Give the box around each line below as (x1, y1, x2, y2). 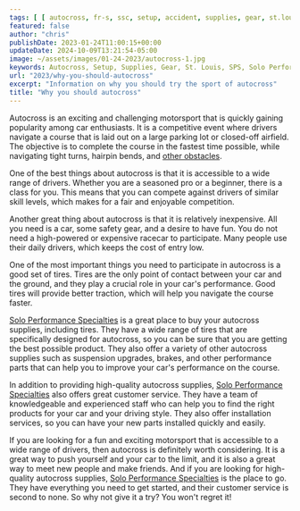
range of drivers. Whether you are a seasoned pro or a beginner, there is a (9, 177, 283, 188)
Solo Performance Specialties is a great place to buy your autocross (9, 314, 260, 325)
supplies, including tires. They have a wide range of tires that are (9, 323, 248, 335)
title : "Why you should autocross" (9, 88, 142, 96)
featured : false (9, 21, 70, 30)
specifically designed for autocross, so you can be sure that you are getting (9, 333, 287, 344)
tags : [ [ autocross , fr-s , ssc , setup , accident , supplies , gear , (9, 13, 266, 22)
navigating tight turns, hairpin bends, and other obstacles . (9, 150, 222, 161)
